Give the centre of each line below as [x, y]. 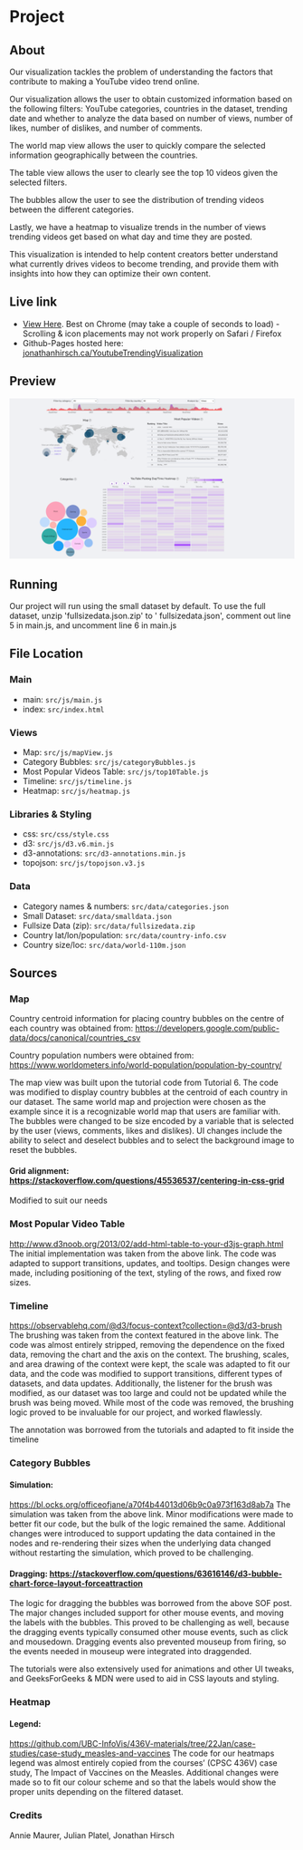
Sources [33, 973]
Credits [26, 1816]
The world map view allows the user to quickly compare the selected [137, 145]
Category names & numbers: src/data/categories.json [125, 906]
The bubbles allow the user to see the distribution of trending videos [137, 200]
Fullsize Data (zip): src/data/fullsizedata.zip [109, 925]
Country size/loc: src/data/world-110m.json [104, 944]
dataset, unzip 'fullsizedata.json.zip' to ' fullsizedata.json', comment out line [150, 615]
